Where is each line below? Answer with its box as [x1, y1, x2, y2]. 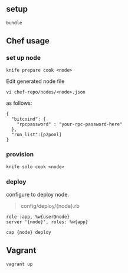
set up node [6, 54, 41, 62]
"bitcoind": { [11, 116, 46, 122]
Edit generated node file [6, 78, 65, 85]
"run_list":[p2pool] [11, 131, 62, 137]
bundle [6, 20, 22, 25]
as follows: [6, 99, 32, 107]
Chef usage [6, 36, 50, 46]
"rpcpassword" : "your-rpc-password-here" [17, 121, 123, 127]
